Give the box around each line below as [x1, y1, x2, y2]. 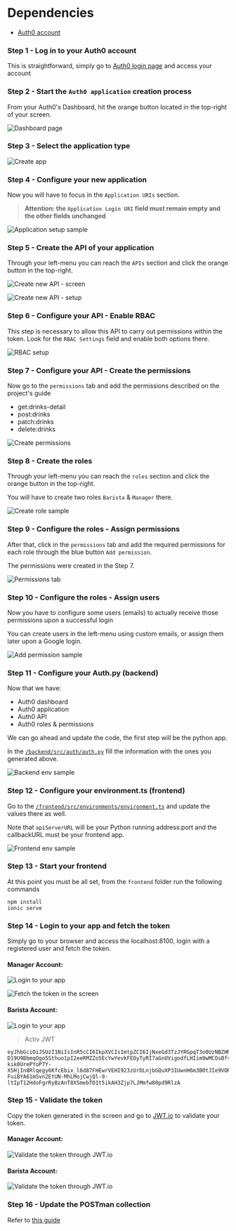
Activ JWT [24, 1034, 55, 1044]
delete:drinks [17, 425, 56, 433]
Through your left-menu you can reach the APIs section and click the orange [7, 258, 229, 268]
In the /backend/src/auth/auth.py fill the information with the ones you [7, 747, 212, 756]
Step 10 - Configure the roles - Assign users [7, 592, 160, 602]
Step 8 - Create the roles [7, 456, 93, 466]
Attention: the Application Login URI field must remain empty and [24, 204, 221, 213]
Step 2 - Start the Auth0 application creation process [7, 86, 192, 96]
